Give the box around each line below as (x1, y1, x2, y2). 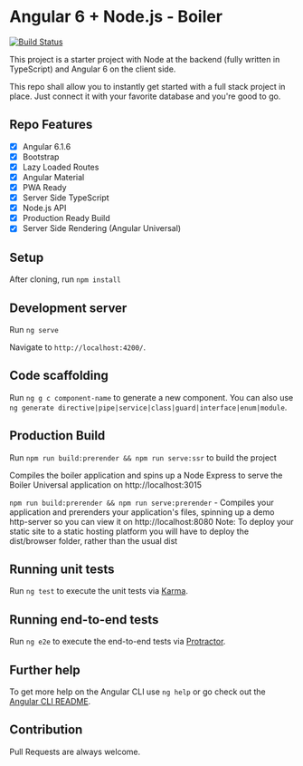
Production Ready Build (22, 213, 110, 224)
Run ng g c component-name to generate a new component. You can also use (9, 392, 294, 402)
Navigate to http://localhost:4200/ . (9, 342, 147, 353)
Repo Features (9, 117, 93, 132)
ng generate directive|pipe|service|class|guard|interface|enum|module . (9, 402, 288, 412)
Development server (9, 300, 128, 315)
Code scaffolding (9, 368, 109, 383)
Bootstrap (22, 151, 60, 162)
